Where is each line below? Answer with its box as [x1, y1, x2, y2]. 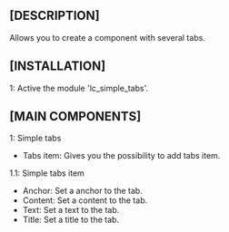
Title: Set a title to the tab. [22, 214, 120, 226]
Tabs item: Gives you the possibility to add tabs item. [22, 150, 221, 161]
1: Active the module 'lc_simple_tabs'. [9, 82, 149, 93]
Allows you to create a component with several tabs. [9, 32, 206, 43]
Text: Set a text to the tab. [22, 205, 120, 216]
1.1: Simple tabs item [9, 168, 85, 179]
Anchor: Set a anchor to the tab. [22, 186, 143, 197]
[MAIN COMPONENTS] [9, 109, 142, 124]
